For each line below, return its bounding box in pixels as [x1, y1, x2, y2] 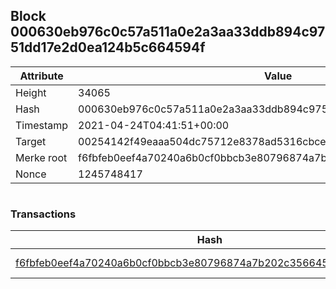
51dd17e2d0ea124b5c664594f [10, 39, 206, 56]
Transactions [10, 207, 77, 221]
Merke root [15, 150, 68, 164]
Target [15, 134, 47, 148]
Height [15, 85, 47, 99]
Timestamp [15, 118, 69, 132]
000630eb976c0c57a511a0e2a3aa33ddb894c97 [10, 24, 326, 41]
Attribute [19, 69, 64, 83]
